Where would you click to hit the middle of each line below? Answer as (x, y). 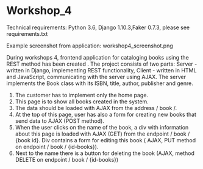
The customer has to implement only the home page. (81, 95)
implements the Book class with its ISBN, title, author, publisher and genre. (100, 83)
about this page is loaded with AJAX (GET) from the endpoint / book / (102, 134)
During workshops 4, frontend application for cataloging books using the (98, 57)
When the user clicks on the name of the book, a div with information (102, 127)
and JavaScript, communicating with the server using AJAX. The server (96, 77)
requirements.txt (27, 33)
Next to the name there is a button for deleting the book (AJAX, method (105, 153)
